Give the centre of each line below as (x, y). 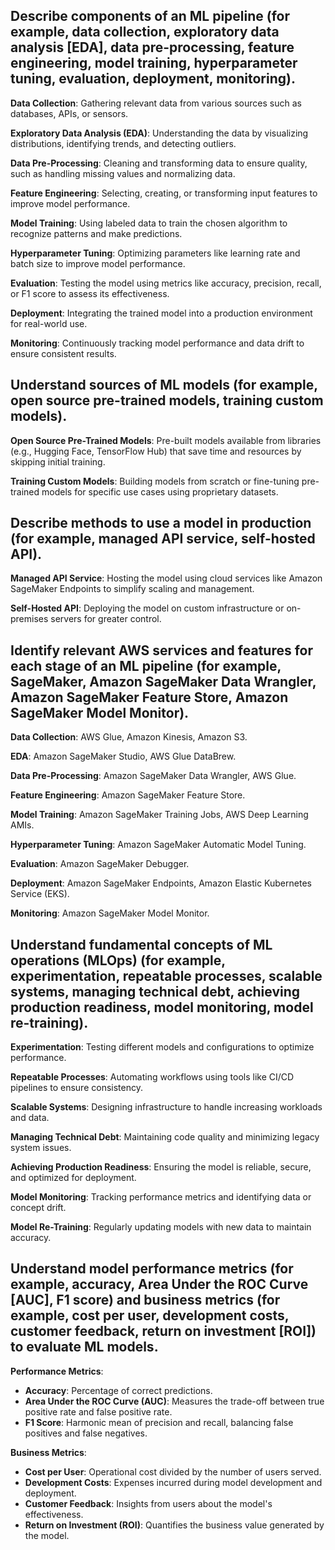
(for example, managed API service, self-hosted (163, 539)
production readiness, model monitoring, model (162, 1007)
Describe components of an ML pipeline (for (150, 16)
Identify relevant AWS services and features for (162, 650)
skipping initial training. (58, 461)
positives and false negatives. (86, 1433)
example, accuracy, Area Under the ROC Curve (159, 1284)
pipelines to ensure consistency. (76, 1088)
